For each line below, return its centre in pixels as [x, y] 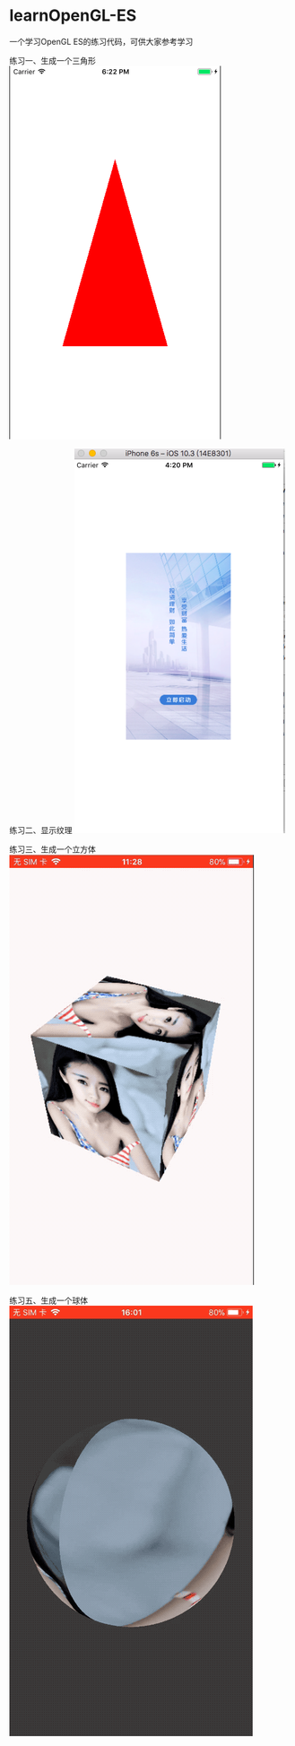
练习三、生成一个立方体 [52, 849]
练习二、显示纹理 [41, 830]
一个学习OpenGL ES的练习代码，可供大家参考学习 [101, 41]
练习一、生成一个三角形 [52, 60]
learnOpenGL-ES [73, 16]
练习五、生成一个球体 [48, 1300]
